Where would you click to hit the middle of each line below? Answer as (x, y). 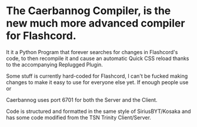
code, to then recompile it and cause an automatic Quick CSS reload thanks (98, 58)
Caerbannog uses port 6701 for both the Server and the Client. (82, 100)
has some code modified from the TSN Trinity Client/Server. (79, 117)
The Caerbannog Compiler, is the (89, 11)
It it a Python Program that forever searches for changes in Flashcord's (92, 52)
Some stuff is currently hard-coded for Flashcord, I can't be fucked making (97, 76)
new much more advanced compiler (96, 23)
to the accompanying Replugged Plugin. (54, 64)
